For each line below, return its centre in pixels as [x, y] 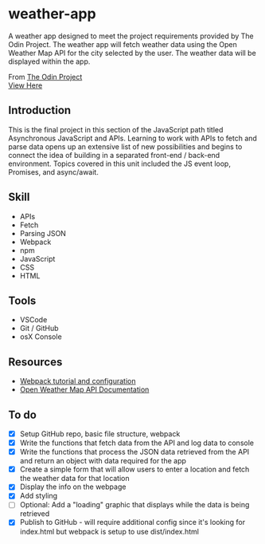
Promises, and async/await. [54, 171]
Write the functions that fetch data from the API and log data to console [137, 443]
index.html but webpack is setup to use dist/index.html [109, 531]
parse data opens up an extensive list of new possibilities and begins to [125, 146]
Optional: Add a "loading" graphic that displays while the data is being [134, 505]
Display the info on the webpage [73, 487]
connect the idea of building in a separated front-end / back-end [114, 155]
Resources [35, 362]
